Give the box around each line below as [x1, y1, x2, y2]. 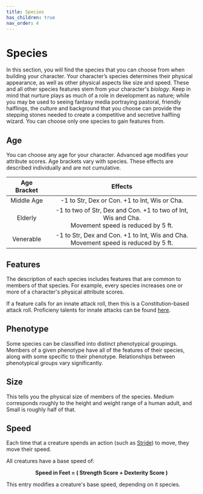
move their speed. [6, 446, 51, 453]
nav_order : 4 [6, 20, 39, 26]
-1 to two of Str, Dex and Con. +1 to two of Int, [55, 206, 188, 215]
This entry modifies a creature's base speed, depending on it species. [6, 481, 181, 488]
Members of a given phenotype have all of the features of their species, [6, 346, 185, 354]
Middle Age [10, 196, 43, 205]
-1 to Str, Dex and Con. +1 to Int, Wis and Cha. [55, 231, 188, 240]
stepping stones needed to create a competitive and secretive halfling [6, 111, 180, 119]
